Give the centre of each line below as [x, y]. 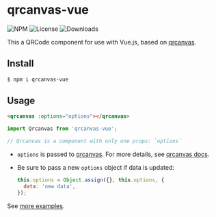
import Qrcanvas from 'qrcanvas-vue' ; [62, 129]
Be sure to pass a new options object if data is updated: [96, 168]
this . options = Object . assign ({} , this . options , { [91, 180]
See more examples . [36, 206]
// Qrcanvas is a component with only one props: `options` [95, 141]
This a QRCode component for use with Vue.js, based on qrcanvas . [102, 42]
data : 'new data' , [50, 186]
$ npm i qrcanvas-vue [38, 79]
